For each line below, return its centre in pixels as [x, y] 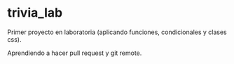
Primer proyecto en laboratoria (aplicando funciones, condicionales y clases [117, 32]
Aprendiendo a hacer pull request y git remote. [75, 53]
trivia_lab [35, 13]
